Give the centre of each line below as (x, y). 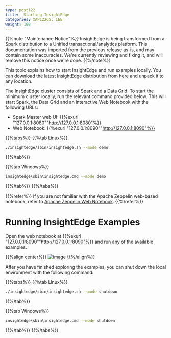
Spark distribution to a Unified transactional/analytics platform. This (76, 44)
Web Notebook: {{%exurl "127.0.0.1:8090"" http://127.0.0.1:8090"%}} (84, 128)
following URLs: (22, 107)
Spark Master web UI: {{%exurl (45, 117)
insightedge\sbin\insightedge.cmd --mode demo (56, 177)
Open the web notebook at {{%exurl (43, 236)
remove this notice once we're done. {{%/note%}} (58, 61)
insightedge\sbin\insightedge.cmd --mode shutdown (60, 320)
